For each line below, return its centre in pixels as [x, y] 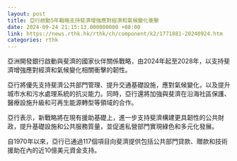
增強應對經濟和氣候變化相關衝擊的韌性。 [72, 70]
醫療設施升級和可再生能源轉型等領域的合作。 [73, 102]
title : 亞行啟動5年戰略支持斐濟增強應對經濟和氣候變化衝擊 [83, 20]
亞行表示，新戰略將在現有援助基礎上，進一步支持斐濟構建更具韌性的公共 [112, 118]
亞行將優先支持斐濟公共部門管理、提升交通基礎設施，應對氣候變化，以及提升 [119, 85]
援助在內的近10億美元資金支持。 [54, 150]
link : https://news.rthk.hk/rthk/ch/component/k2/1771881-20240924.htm [115, 34]
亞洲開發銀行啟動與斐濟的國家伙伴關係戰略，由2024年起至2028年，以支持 [116, 61]
